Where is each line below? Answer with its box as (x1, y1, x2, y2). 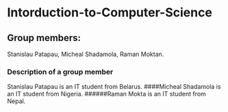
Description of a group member (7, 67, 114, 76)
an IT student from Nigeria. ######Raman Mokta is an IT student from (7, 90, 207, 98)
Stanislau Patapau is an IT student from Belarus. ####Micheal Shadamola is (7, 83, 221, 91)
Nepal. (7, 97, 26, 105)
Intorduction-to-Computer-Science (7, 5, 212, 20)
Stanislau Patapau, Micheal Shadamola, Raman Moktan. (7, 50, 164, 58)
